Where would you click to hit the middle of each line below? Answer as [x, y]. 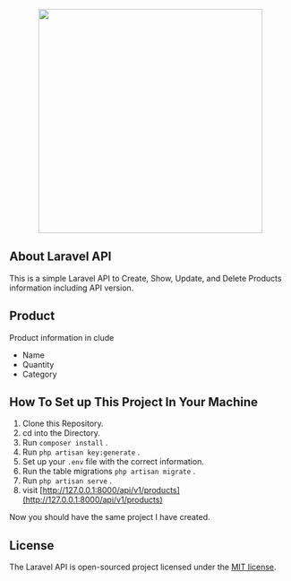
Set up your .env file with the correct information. [113, 462]
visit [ [32, 490]
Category [39, 374]
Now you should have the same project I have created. [110, 517]
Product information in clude [62, 337]
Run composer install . [65, 443]
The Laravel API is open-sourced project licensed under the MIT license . [143, 567]
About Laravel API [60, 257]
